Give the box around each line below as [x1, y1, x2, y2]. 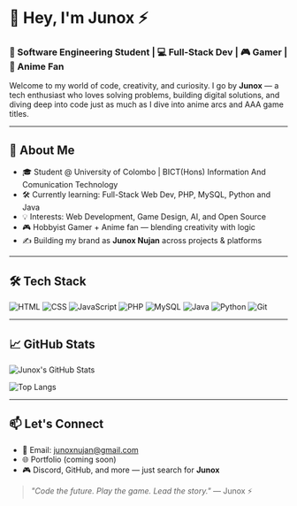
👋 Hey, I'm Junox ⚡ [9, 8, 148, 28]
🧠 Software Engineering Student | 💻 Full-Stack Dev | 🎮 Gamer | [9, 46, 288, 58]
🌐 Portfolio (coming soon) [21, 454, 117, 464]
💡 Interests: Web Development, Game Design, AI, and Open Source [21, 211, 267, 222]
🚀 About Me [9, 142, 75, 157]
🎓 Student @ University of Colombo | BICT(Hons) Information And [21, 166, 267, 178]
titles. [9, 109, 29, 119]
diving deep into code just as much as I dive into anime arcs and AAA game [9, 99, 285, 110]
